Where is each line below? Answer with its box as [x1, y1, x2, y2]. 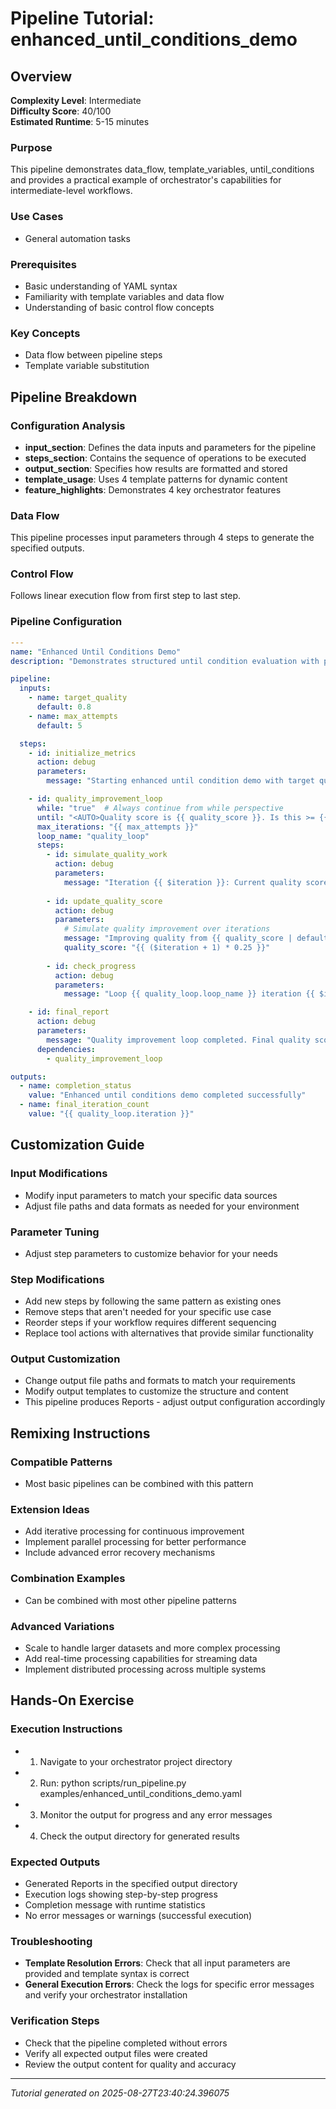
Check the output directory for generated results [39, 1830, 240, 1842]
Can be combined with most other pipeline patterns [24, 1594, 237, 1606]
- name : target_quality [28, 693, 128, 703]
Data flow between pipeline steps [24, 349, 163, 361]
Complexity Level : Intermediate [10, 95, 142, 106]
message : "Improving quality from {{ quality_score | [63, 933, 293, 944]
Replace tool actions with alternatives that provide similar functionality [24, 1327, 314, 1339]
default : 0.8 [36, 702, 92, 712]
